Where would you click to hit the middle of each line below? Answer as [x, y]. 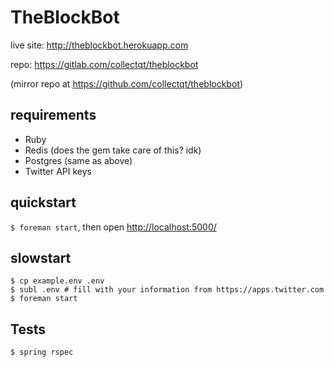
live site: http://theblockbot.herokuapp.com [99, 45]
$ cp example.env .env [57, 281]
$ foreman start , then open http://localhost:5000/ [113, 227]
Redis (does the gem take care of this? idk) [113, 150]
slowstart [41, 257]
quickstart [43, 202]
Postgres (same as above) [78, 160]
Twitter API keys [58, 171]
